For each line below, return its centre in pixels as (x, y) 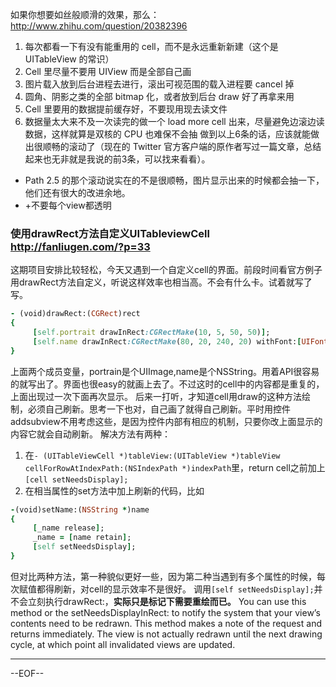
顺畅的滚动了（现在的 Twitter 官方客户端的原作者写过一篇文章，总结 (182, 146)
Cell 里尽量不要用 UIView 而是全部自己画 (108, 71)
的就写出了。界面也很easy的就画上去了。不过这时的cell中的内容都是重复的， (167, 384)
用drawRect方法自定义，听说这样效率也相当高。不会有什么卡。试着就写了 (161, 282)
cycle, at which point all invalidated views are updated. (123, 644)
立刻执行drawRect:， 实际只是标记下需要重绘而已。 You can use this (167, 601)
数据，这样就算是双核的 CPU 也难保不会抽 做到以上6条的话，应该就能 (167, 134)
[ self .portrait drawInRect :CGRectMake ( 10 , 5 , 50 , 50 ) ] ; (151, 333)
